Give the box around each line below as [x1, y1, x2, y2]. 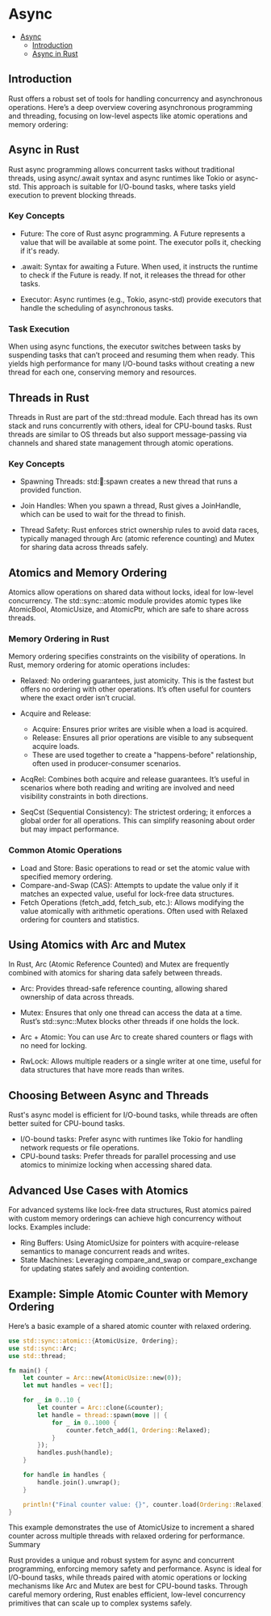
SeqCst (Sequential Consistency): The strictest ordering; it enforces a [19, 807, 252, 817]
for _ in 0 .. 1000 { [51, 1419, 117, 1427]
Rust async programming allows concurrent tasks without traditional [8, 164, 236, 174]
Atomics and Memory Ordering [8, 565, 168, 579]
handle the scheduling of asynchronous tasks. [19, 302, 174, 312]
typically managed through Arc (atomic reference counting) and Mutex [19, 534, 256, 544]
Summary [8, 1540, 41, 1550]
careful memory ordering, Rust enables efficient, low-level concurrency [8, 1590, 246, 1600]
